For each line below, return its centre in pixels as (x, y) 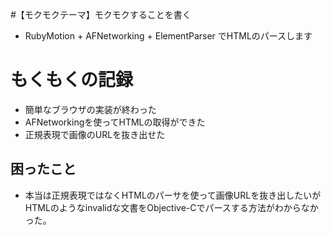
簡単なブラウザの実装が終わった (90, 109)
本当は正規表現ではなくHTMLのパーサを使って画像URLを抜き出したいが (173, 195)
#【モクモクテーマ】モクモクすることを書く (101, 14)
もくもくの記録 (72, 80)
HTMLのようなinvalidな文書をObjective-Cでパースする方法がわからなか (171, 207)
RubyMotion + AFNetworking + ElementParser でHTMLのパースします (168, 36)
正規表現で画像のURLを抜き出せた (95, 134)
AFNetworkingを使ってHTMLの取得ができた (115, 122)
